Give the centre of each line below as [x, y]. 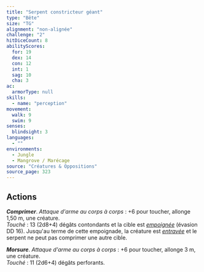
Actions [22, 197]
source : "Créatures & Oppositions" [52, 166]
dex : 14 [22, 58]
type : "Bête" [23, 18]
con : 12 [22, 63]
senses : [16, 126]
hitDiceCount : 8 [27, 41]
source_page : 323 [29, 172]
